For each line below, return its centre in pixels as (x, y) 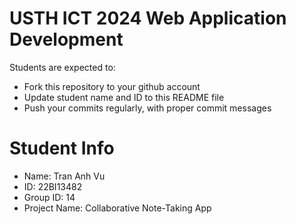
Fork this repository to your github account (112, 86)
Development (66, 39)
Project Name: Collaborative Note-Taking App (117, 208)
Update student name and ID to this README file (124, 97)
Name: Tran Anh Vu (64, 176)
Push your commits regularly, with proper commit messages (147, 108)
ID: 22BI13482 (53, 186)
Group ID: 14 (49, 197)
